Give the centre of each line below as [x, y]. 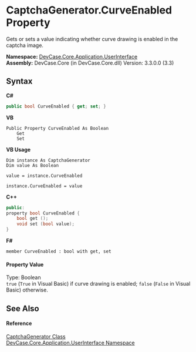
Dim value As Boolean [33, 165]
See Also [23, 308]
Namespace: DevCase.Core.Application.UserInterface [72, 56]
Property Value [25, 264]
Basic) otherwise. [27, 290]
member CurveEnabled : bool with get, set [59, 252]
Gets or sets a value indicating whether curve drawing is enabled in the [92, 39]
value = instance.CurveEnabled [44, 176]
